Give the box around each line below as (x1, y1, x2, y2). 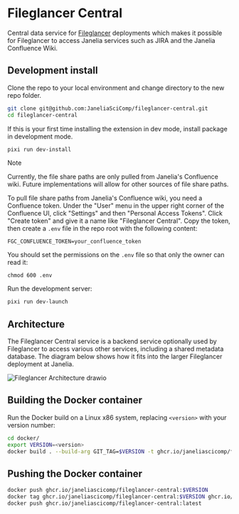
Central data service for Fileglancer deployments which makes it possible (7, 29, 223, 37)
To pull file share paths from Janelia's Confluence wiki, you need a (7, 194, 203, 203)
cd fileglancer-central (7, 111, 78, 119)
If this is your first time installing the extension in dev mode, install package (7, 124, 228, 133)
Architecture (7, 318, 65, 330)
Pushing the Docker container (7, 468, 143, 480)
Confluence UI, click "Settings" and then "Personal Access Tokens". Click (7, 209, 223, 218)
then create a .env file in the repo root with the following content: (7, 224, 198, 233)
